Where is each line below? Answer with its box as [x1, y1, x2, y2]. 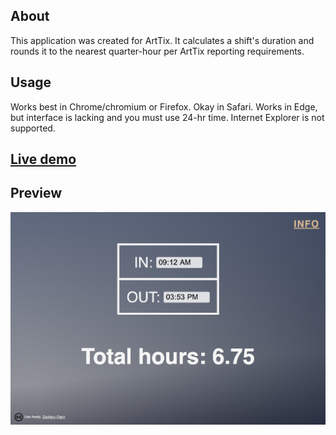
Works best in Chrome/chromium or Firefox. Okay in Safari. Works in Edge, [10, 100, 318, 113]
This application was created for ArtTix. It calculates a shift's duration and [10, 34, 315, 46]
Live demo [10, 151, 77, 168]
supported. [10, 122, 56, 134]
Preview [10, 185, 63, 202]
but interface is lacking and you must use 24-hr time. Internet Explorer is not [10, 111, 325, 123]
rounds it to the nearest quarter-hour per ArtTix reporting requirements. [10, 45, 305, 57]
